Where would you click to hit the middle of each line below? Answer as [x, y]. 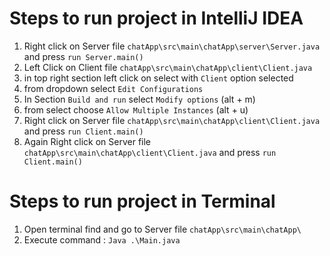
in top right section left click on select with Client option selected [158, 78]
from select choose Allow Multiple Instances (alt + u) [136, 109]
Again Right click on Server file [87, 141]
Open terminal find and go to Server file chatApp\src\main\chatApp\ [162, 229]
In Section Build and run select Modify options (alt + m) [139, 99]
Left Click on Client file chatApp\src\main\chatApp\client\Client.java [168, 67]
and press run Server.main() [83, 56]
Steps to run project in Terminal [142, 201]
